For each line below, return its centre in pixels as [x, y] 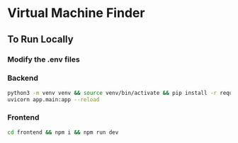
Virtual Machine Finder [76, 13]
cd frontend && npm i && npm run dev [63, 132]
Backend [23, 78]
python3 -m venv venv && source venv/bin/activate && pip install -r [112, 93]
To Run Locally [40, 39]
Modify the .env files [44, 59]
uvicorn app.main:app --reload [53, 99]
